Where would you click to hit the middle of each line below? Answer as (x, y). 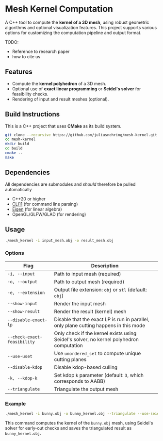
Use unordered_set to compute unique (98, 353)
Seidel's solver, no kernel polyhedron (97, 339)
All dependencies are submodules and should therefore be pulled (70, 184)
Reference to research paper (41, 51)
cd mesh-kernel (20, 139)
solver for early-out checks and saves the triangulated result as (68, 428)
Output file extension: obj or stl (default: (100, 290)
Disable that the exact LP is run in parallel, (102, 319)
